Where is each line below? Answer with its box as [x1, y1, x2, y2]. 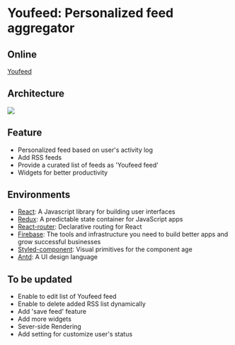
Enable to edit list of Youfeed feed [17, 292, 117, 301]
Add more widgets [17, 314, 72, 324]
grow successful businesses [17, 238, 101, 246]
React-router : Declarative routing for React [17, 222, 142, 231]
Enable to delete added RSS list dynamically [17, 300, 147, 308]
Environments [7, 189, 71, 201]
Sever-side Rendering [17, 322, 81, 331]
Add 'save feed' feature [17, 307, 87, 316]
